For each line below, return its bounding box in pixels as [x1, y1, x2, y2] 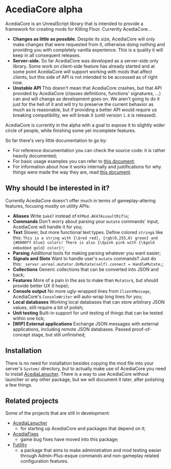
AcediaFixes [12, 431, 39, 437]
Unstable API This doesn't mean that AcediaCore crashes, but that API [12, 84, 162, 91]
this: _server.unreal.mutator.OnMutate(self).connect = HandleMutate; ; [12, 261, 164, 267]
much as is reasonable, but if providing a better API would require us [12, 106, 157, 113]
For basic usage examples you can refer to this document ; [12, 158, 135, 164]
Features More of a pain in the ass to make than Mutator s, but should [12, 277, 158, 283]
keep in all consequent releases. [12, 52, 81, 58]
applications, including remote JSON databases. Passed [12, 326, 131, 332]
